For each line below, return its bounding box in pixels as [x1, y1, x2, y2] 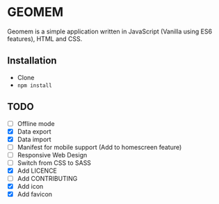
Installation [7, 55, 57, 67]
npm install [17, 81, 52, 89]
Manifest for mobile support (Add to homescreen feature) [17, 143, 182, 151]
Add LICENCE [17, 166, 58, 175]
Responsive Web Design [17, 150, 88, 159]
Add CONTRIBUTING [17, 175, 78, 182]
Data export [17, 127, 51, 136]
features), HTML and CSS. [7, 34, 83, 42]
